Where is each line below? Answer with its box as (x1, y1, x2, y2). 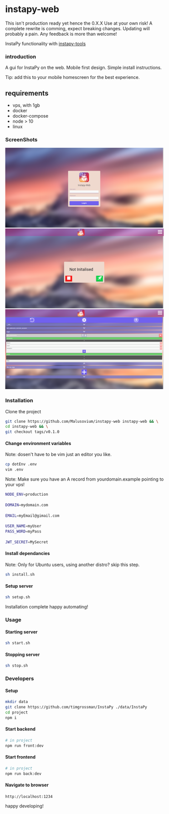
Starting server (5, 628, 38, 635)
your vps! (5, 482, 25, 488)
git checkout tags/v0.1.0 (5, 429, 59, 434)
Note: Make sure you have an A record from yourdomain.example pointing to (5, 476, 164, 482)
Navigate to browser (5, 782, 49, 788)
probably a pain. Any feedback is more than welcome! (5, 31, 117, 37)
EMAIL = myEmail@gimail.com (5, 513, 59, 518)
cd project (5, 710, 28, 715)
